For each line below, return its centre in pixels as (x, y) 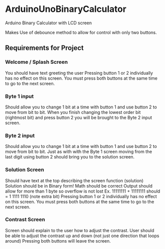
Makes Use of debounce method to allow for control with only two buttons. (81, 32)
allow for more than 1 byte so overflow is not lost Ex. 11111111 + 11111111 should (83, 191)
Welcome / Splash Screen (36, 62)
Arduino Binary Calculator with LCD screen (49, 23)
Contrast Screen (25, 220)
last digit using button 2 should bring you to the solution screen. (70, 157)
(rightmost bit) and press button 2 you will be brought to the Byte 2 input (79, 117)
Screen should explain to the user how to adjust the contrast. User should (80, 230)
